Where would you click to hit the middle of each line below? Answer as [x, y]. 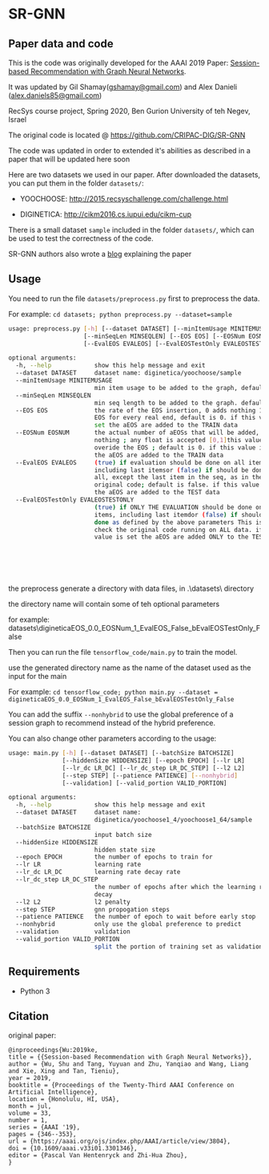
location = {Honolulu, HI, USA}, [64, 1099]
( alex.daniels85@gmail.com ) [55, 95]
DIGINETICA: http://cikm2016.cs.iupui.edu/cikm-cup [106, 214]
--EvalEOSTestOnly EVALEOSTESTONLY [75, 500]
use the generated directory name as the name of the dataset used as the [130, 668]
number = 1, [28, 1120]
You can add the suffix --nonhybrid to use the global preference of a [121, 714]
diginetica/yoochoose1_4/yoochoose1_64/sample [173, 820]
